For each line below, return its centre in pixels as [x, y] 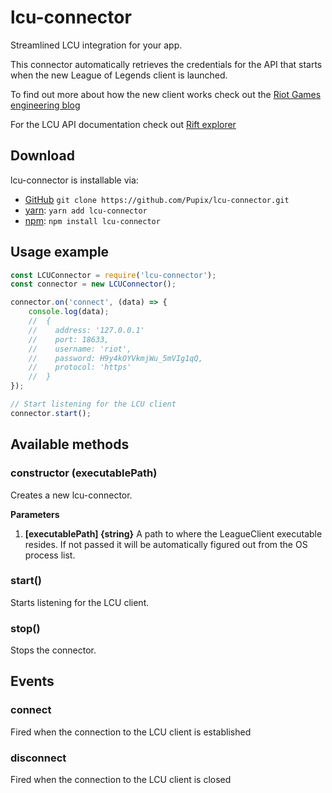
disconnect [38, 758]
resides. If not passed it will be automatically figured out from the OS [166, 544]
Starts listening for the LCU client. [80, 602]
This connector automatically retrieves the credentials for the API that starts [166, 64]
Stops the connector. [53, 650]
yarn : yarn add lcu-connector [86, 210]
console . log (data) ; [69, 312]
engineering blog [45, 105]
